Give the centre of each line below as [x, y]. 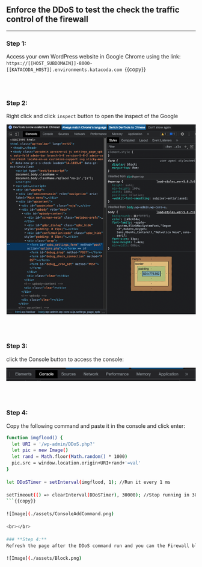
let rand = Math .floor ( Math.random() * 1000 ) [70, 457]
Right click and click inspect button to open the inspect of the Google [92, 116]
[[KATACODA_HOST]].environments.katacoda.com [64, 70]
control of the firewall [47, 20]
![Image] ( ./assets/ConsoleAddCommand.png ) [60, 514]
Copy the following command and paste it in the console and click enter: [96, 426]
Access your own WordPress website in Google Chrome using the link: [93, 57]
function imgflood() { [35, 437]
